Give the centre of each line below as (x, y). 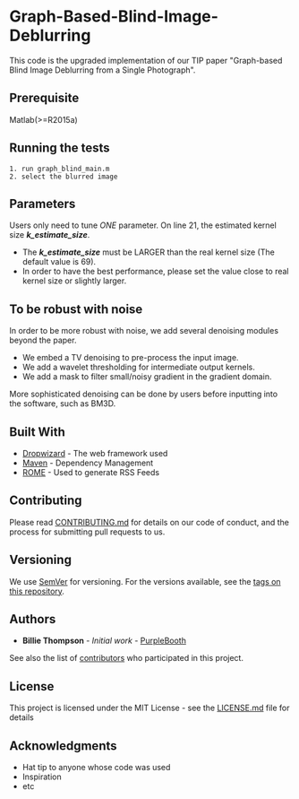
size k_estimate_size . (50, 235)
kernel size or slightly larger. (74, 281)
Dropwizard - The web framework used (95, 453)
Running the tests (60, 148)
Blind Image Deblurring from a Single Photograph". (103, 70)
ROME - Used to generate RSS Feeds (90, 472)
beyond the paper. (43, 340)
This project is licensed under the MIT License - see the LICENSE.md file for (149, 708)
